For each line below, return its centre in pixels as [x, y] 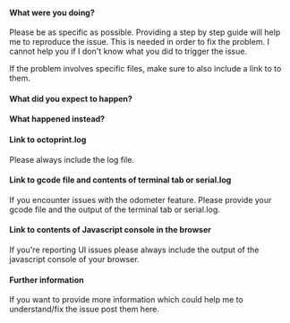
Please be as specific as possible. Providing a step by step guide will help [145, 32]
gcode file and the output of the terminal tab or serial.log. [115, 209]
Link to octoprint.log [48, 140]
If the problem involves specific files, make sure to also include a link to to [145, 69]
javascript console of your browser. [75, 259]
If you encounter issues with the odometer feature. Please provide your [141, 200]
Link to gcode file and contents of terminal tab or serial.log [120, 180]
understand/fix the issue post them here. [84, 310]
